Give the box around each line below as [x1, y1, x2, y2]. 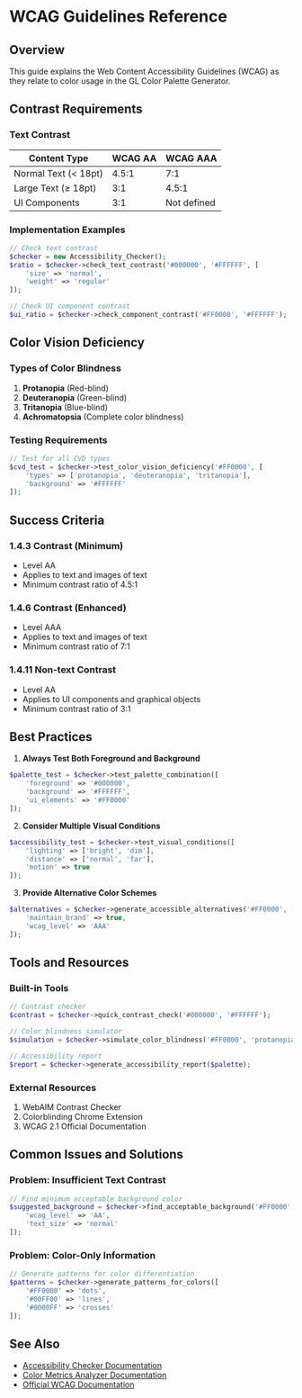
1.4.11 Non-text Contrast [9, 663, 117, 676]
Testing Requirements [9, 434, 108, 446]
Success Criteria [9, 512, 105, 528]
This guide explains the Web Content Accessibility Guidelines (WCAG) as [9, 66, 280, 77]
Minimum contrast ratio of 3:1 [22, 703, 131, 714]
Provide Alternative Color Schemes [22, 888, 157, 898]
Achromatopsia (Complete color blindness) [22, 411, 184, 422]
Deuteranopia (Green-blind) [22, 392, 128, 402]
